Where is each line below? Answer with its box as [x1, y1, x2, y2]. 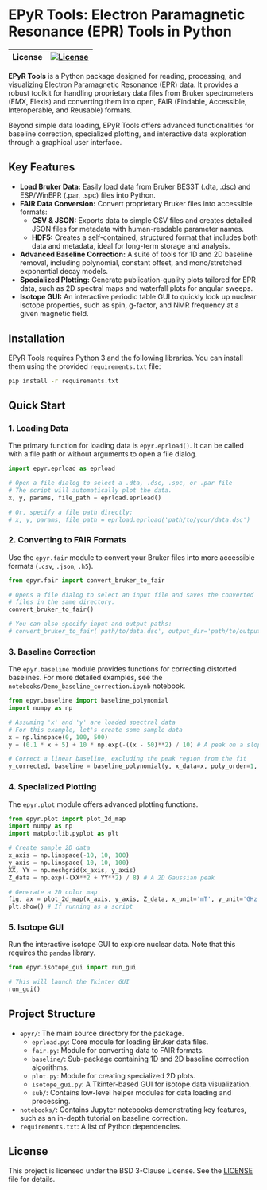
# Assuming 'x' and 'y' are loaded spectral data [8, 718, 176, 726]
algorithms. [31, 1062, 69, 1072]
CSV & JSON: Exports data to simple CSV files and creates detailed [31, 215, 253, 225]
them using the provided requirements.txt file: [8, 361, 161, 371]
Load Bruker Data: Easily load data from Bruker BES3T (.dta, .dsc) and [19, 182, 251, 191]
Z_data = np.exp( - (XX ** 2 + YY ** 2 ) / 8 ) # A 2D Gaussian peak [8, 874, 215, 882]
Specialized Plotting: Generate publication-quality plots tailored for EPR [19, 275, 257, 284]
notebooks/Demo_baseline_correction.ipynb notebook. [8, 681, 186, 691]
